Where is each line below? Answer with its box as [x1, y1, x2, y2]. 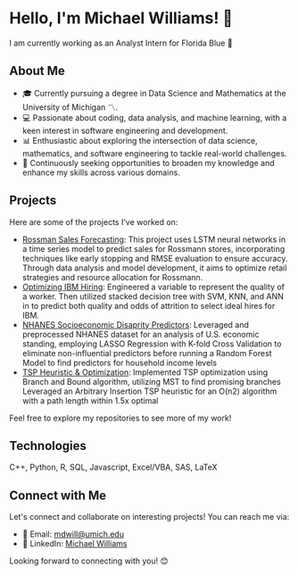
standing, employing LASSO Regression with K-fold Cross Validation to [21, 338, 282, 349]
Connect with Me [9, 487, 107, 503]
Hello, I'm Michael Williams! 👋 [9, 8, 234, 29]
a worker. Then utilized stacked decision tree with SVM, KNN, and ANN [21, 290, 284, 302]
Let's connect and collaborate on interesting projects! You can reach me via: [9, 512, 290, 522]
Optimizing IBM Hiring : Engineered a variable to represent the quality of [21, 281, 286, 292]
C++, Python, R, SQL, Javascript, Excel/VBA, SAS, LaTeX [9, 462, 218, 472]
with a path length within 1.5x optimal [21, 395, 159, 405]
